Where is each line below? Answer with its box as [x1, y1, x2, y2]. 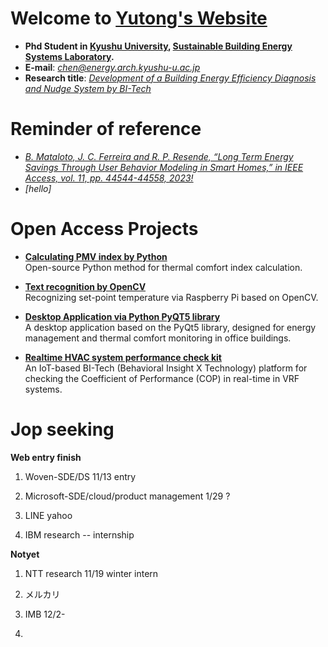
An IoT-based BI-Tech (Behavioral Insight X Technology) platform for [24, 362, 308, 374]
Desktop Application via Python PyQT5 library [24, 310, 221, 322]
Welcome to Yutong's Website [10, 7, 268, 30]
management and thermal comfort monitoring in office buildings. [24, 332, 292, 344]
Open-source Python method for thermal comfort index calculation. [24, 261, 303, 273]
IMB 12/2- [24, 608, 66, 620]
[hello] [24, 182, 52, 194]
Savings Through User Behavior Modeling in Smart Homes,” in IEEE [24, 161, 304, 173]
